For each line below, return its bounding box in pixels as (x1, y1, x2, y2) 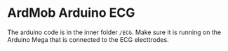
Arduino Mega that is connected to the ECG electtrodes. (7, 35, 170, 43)
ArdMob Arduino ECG (7, 5, 135, 21)
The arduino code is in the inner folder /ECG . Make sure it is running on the (7, 28, 222, 36)
